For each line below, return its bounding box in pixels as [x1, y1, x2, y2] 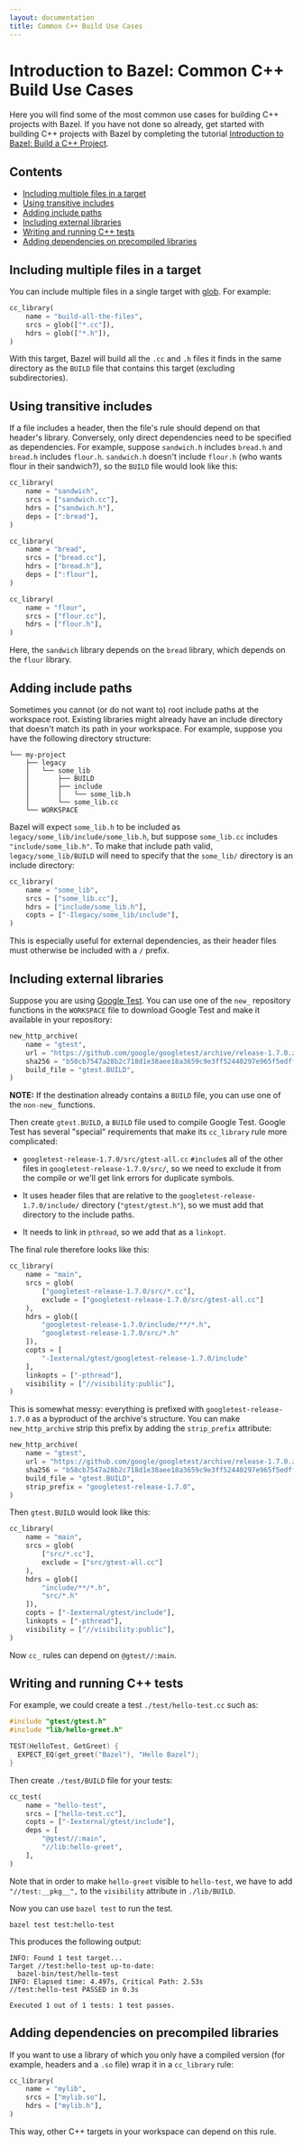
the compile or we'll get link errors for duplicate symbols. [22, 1173, 234, 1184]
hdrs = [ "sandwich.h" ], [25, 503, 115, 512]
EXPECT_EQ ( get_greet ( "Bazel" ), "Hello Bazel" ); [17, 1750, 200, 1759]
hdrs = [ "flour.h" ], [25, 619, 103, 629]
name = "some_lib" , [25, 885, 99, 894]
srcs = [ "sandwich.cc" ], [25, 495, 119, 504]
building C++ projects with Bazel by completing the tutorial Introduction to [9, 128, 284, 140]
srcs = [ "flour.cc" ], [25, 611, 106, 620]
